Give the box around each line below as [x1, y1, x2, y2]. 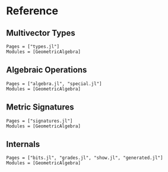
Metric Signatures [6, 102, 74, 112]
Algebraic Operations [6, 65, 87, 75]
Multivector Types [6, 28, 75, 38]
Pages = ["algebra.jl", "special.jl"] [6, 80, 102, 87]
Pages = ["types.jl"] [6, 43, 60, 49]
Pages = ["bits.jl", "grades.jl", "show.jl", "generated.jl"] [6, 155, 163, 161]
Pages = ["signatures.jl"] [6, 118, 73, 124]
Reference [6, 4, 58, 18]
